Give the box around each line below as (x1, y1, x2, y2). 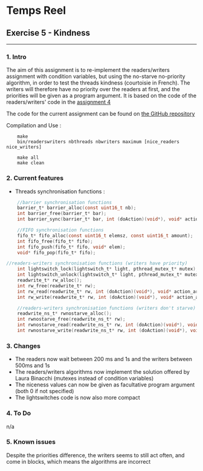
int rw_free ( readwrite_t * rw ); (17, 283, 96, 289)
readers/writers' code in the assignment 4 (6, 98, 111, 106)
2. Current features (6, 174, 64, 182)
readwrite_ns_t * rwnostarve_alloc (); (17, 310, 112, 317)
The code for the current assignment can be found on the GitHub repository (6, 110, 195, 118)
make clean (17, 160, 45, 166)
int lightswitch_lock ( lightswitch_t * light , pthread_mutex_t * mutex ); (17, 266, 199, 272)
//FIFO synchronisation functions (17, 227, 104, 233)
